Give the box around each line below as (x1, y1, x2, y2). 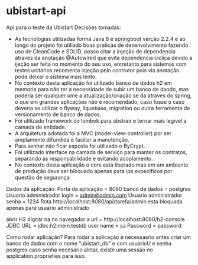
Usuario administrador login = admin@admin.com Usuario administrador (6, 191, 183, 199)
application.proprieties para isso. (6, 252, 86, 259)
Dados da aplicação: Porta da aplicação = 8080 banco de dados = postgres (6, 185, 191, 192)
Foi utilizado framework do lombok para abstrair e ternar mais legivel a (14, 117, 187, 124)
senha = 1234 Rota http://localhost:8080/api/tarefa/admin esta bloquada (6, 197, 183, 205)
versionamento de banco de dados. (14, 111, 102, 118)
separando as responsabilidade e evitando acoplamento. (14, 155, 153, 162)
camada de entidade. (14, 123, 67, 130)
